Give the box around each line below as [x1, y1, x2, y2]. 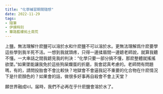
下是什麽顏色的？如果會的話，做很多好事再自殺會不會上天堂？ [5, 73, 129, 79]
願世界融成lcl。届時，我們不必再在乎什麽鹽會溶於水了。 [5, 84, 116, 89]
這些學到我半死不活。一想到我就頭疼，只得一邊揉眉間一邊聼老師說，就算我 [5, 49, 154, 55]
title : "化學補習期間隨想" [5, 7, 54, 12]
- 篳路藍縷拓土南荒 [5, 29, 39, 34]
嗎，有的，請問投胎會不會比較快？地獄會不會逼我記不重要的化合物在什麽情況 [5, 67, 158, 73]
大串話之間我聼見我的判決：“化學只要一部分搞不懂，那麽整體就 [21, 55, 147, 61]
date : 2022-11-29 [5, 12, 40, 16]
